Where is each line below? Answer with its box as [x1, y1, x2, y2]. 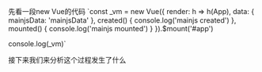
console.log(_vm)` [8, 39, 66, 49]
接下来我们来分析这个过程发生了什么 [8, 56, 127, 64]
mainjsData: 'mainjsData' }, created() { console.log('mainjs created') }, [8, 16, 237, 25]
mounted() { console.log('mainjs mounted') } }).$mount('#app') [8, 24, 214, 33]
